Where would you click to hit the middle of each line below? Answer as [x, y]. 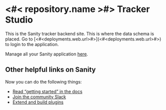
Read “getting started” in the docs [47, 91]
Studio [19, 20]
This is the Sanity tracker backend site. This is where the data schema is [79, 33]
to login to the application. [32, 44]
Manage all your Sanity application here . [47, 54]
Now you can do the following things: [43, 81]
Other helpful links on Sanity [50, 70]
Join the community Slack [39, 96]
